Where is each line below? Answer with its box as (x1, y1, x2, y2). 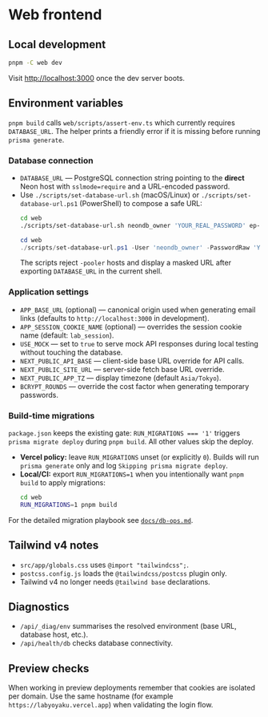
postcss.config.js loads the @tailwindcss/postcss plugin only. (19, 568, 228, 578)
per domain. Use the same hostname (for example (8, 691, 174, 701)
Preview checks (8, 662, 90, 675)
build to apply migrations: (19, 478, 106, 488)
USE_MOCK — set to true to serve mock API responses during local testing (19, 338, 258, 348)
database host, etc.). (19, 630, 89, 639)
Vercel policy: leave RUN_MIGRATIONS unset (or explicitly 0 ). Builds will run (19, 452, 260, 462)
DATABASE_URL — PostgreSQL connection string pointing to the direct (19, 172, 246, 182)
